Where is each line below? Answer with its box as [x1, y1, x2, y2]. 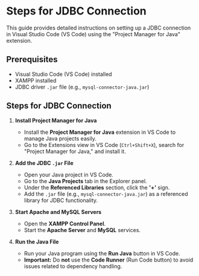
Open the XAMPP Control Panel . [24, 220, 106, 227]
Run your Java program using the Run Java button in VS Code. [24, 249, 180, 257]
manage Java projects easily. [24, 134, 96, 142]
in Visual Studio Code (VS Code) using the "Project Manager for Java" [6, 30, 181, 37]
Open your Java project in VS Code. [24, 171, 113, 178]
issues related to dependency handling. [24, 262, 122, 269]
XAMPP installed [14, 77, 57, 84]
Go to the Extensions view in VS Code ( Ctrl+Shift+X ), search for [24, 141, 185, 148]
